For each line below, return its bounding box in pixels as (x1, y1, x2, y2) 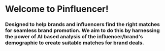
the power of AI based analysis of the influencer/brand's (5, 33, 143, 40)
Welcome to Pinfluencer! (5, 3, 109, 15)
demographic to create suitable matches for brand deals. (5, 39, 144, 46)
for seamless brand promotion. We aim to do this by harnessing (5, 27, 160, 34)
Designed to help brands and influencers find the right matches (5, 21, 160, 28)
